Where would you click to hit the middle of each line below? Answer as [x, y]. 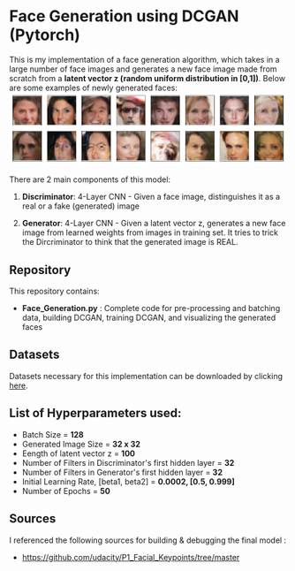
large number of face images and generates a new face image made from [143, 69]
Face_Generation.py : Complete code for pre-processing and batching [151, 308]
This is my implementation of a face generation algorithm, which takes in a [144, 59]
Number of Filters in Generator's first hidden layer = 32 [122, 472]
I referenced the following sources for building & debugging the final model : [148, 540]
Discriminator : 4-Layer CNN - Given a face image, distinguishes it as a [151, 197]
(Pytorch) [45, 35]
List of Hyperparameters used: [95, 413]
